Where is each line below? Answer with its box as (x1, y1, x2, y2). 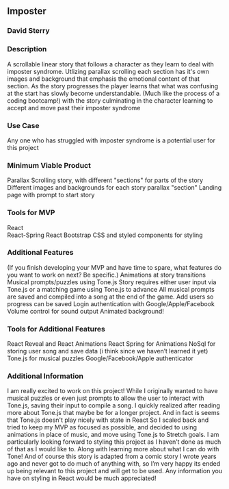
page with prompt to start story (7, 191, 95, 199)
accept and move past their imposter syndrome (7, 103, 141, 112)
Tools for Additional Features (7, 324, 106, 334)
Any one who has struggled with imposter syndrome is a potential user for (7, 136, 215, 145)
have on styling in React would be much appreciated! (7, 474, 157, 482)
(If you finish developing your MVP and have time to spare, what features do (7, 263, 222, 271)
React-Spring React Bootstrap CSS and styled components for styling (7, 231, 203, 239)
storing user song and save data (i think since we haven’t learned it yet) (7, 347, 208, 355)
